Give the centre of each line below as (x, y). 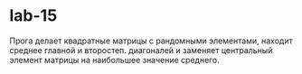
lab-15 (33, 16)
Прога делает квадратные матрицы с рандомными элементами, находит (151, 41)
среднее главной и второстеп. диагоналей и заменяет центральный (141, 50)
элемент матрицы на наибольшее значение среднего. (114, 60)
